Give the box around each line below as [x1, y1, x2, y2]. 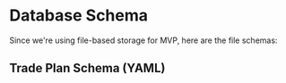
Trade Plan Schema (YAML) [9, 61, 166, 76]
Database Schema [9, 5, 149, 26]
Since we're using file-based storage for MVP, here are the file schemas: [9, 35, 278, 46]
